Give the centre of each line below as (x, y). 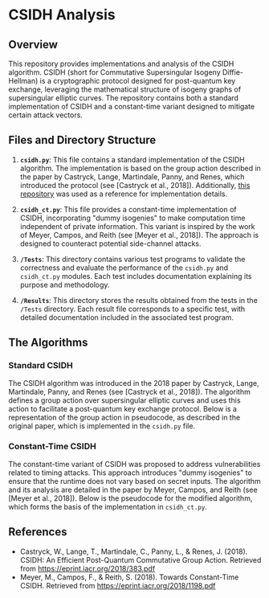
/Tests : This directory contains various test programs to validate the (132, 259)
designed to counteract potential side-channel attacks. (110, 244)
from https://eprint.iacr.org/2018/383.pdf (88, 568)
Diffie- (232, 72)
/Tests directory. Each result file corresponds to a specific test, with (132, 309)
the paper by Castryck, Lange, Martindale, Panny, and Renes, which (132, 176)
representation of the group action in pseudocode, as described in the (124, 417)
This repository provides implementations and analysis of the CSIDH (121, 63)
